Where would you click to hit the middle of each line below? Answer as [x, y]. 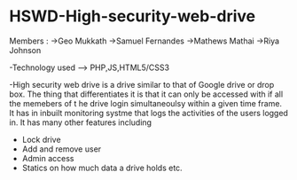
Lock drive [41, 139]
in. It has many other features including [81, 122]
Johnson [25, 50]
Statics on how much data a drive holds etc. [102, 168]
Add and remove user [62, 149]
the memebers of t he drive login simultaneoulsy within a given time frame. [145, 103]
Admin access [48, 158]
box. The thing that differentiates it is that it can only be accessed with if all [146, 94]
